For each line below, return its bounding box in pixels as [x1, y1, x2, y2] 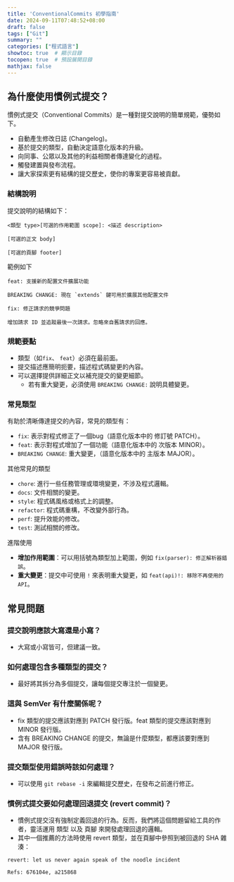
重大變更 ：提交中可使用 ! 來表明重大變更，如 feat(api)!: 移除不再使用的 [17, 571, 223, 580]
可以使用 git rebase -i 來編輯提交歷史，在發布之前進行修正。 [17, 779, 198, 788]
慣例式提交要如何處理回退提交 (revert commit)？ [7, 798, 172, 808]
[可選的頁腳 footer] [7, 249, 62, 256]
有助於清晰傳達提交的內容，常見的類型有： [7, 417, 131, 425]
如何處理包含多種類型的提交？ [7, 662, 109, 672]
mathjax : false [7, 63, 52, 70]
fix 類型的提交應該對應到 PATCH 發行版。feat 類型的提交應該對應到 [17, 716, 211, 725]
